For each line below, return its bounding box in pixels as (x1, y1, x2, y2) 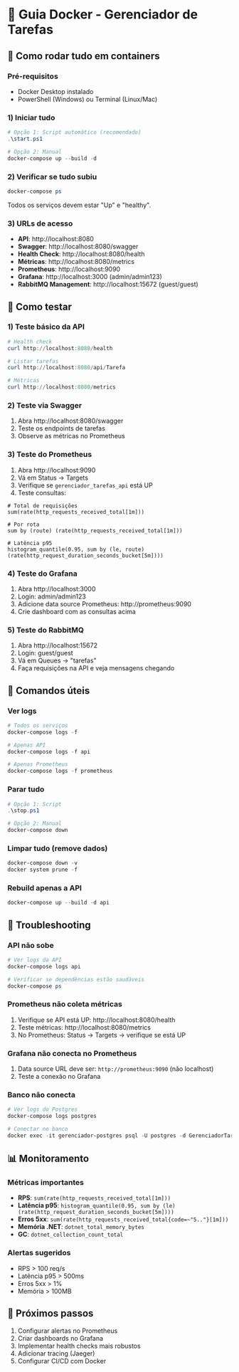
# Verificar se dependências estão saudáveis (7, 976, 144, 983)
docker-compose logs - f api (7, 748, 91, 755)
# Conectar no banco (7, 1126, 69, 1133)
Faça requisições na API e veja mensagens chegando (17, 664, 175, 672)
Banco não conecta (7, 1089, 76, 1099)
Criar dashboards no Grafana (17, 1334, 104, 1342)
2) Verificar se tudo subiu (7, 171, 97, 181)
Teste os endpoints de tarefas (17, 424, 105, 433)
